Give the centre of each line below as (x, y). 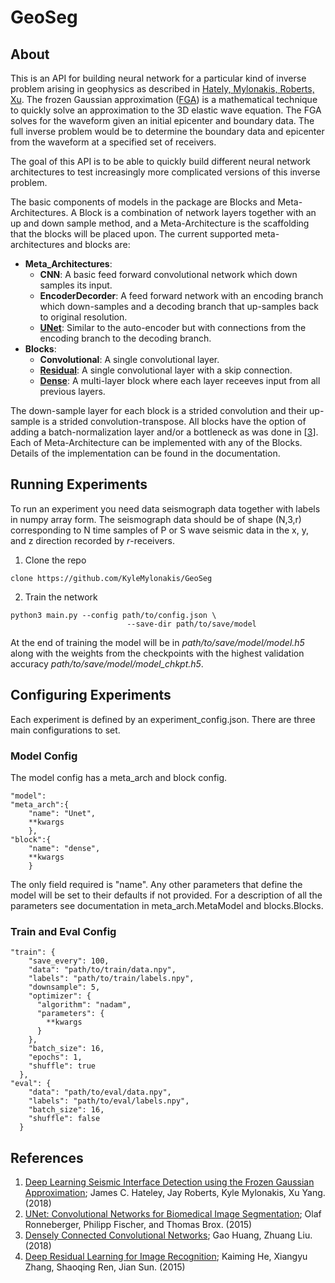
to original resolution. (83, 317)
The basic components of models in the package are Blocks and (143, 202)
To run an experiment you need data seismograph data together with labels (165, 508)
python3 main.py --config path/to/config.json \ (113, 615)
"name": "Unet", (62, 813)
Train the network (61, 597)
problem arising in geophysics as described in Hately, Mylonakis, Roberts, (162, 89)
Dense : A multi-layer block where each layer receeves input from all (180, 380)
